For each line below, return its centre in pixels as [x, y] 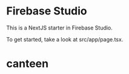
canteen [28, 64]
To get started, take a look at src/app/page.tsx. [65, 39]
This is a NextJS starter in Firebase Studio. [60, 28]
